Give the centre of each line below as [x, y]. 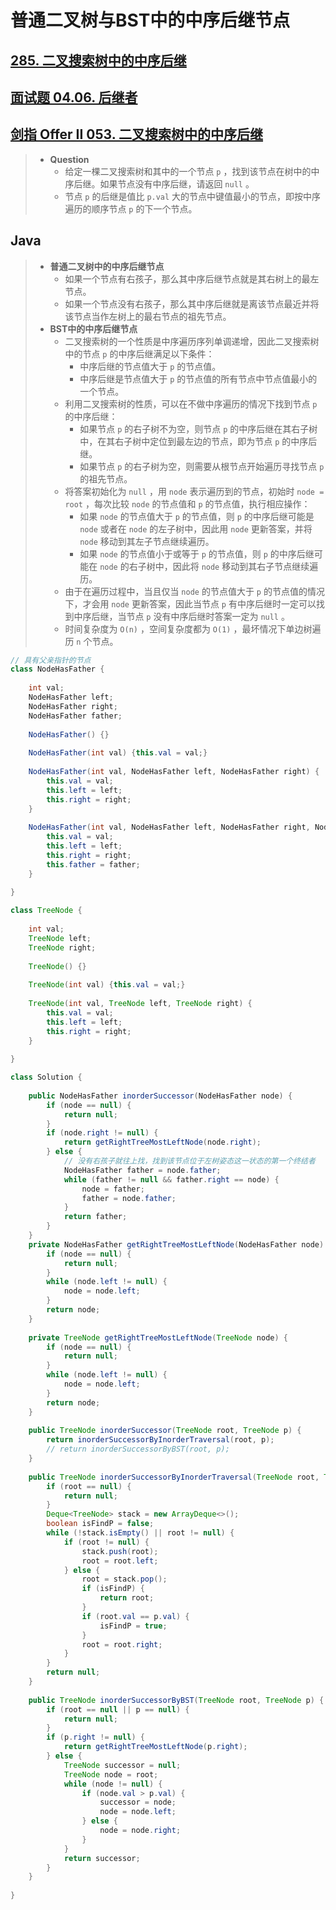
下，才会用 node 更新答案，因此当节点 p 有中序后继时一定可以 [190, 603]
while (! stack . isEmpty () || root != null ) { [140, 1533]
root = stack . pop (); [124, 1579]
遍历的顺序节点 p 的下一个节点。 [131, 208]
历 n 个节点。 [91, 641]
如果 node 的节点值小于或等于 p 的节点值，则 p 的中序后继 [197, 553]
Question [69, 159]
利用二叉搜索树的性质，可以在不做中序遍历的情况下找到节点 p [191, 403]
